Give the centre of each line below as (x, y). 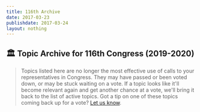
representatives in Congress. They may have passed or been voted (104, 77)
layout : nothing (26, 28)
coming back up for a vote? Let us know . (71, 103)
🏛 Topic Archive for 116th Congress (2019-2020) (100, 54)
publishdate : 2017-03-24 (37, 23)
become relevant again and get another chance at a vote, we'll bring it (108, 90)
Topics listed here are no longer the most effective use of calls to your (108, 71)
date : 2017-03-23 (28, 17)
